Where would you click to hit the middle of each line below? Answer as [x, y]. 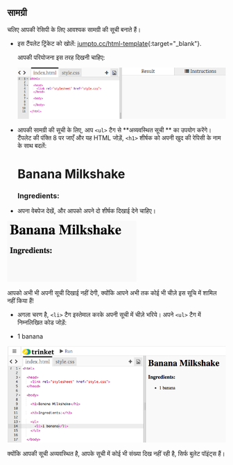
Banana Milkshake [71, 174]
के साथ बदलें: [32, 145]
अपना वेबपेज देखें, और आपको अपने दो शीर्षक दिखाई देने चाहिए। [86, 211]
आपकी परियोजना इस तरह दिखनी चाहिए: [61, 57]
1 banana [30, 336]
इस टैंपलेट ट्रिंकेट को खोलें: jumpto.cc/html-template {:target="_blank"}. [110, 43]
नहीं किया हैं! [21, 301]
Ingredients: [38, 195]
